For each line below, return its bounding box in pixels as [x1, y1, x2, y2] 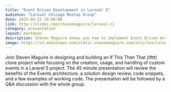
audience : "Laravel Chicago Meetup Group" [5, 12, 97, 17]
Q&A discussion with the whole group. [5, 81, 85, 87]
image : [5, 40, 19, 45]
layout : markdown [5, 31, 42, 36]
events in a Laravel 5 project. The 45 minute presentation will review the [5, 65, 156, 71]
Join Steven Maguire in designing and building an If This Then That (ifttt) [5, 54, 157, 60]
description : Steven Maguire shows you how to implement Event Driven [5, 36, 158, 41]
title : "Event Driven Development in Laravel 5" [5, 7, 110, 13]
